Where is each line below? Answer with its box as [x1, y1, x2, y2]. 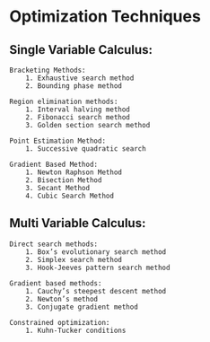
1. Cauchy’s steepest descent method [25, 286, 167, 295]
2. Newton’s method [25, 294, 99, 303]
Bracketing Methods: [9, 66, 87, 75]
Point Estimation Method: [9, 136, 106, 145]
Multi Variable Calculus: [9, 215, 146, 231]
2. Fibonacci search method [25, 113, 130, 122]
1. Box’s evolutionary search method [25, 247, 167, 257]
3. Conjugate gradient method [25, 303, 139, 311]
